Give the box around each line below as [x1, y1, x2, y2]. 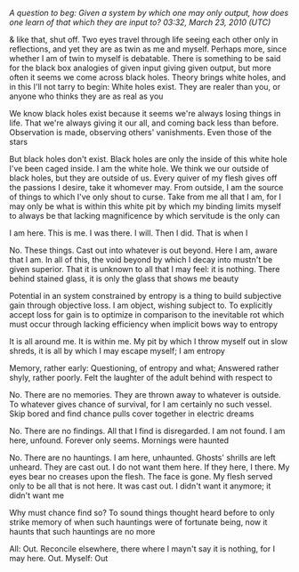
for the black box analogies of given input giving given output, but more [9, 62, 271, 73]
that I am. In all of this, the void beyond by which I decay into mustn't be [9, 254, 273, 265]
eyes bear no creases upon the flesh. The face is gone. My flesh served [9, 471, 273, 481]
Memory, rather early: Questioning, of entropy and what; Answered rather [9, 363, 279, 373]
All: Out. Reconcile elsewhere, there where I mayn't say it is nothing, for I [9, 544, 276, 554]
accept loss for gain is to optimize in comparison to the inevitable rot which [9, 310, 285, 319]
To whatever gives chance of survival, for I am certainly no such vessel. [9, 399, 272, 409]
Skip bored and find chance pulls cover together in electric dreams [9, 408, 255, 419]
